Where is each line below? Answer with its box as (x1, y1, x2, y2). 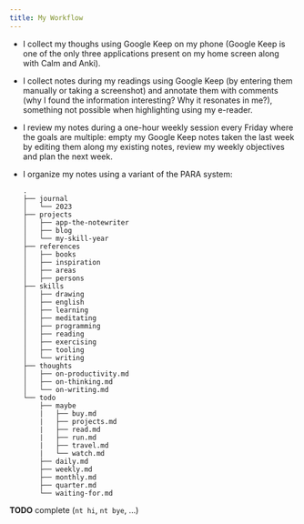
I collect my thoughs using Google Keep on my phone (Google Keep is (22, 38, 286, 49)
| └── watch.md (39, 448, 105, 458)
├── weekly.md (39, 465, 93, 474)
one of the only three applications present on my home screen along (22, 47, 279, 59)
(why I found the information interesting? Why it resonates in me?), (22, 95, 273, 106)
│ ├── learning (22, 306, 89, 315)
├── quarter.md (39, 480, 97, 489)
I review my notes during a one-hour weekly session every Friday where (22, 122, 294, 133)
